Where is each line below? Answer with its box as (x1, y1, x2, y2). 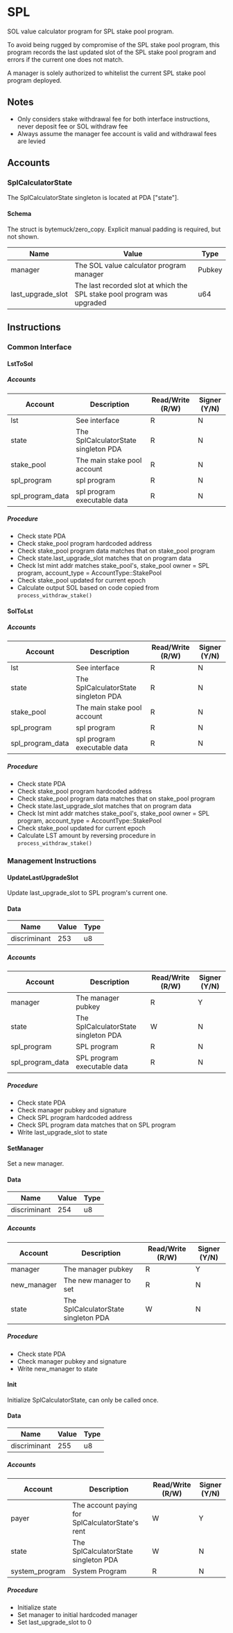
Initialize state (17, 1603, 57, 1611)
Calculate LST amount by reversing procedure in (17, 831, 156, 840)
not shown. (7, 232, 40, 240)
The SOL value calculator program (74, 260, 187, 270)
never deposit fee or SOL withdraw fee (17, 122, 128, 131)
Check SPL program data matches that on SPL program (17, 1121, 176, 1129)
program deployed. (7, 76, 62, 84)
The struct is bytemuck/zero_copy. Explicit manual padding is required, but (7, 225, 221, 233)
